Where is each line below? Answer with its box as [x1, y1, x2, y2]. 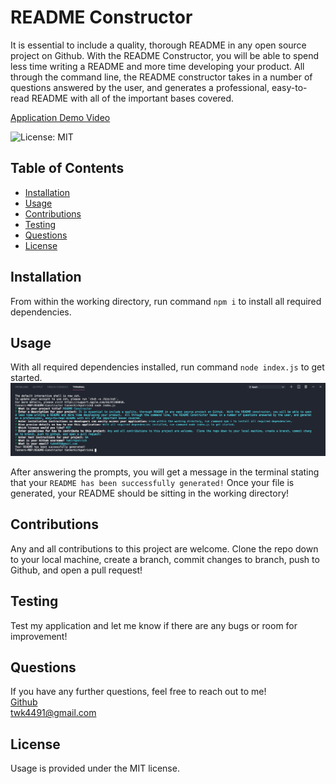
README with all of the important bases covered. [31, 92, 235, 104]
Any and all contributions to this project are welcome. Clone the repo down [10, 542, 319, 555]
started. [10, 372, 43, 384]
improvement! [10, 630, 68, 642]
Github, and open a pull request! [10, 564, 143, 576]
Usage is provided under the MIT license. [10, 762, 180, 775]
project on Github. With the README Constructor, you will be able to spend [10, 49, 320, 61]
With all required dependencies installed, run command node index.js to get [10, 361, 325, 373]
